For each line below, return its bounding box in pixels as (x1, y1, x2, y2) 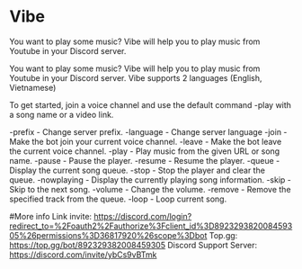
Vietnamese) (9, 82, 57, 93)
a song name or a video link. (9, 109, 114, 120)
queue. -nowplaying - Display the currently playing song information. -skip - (9, 174, 292, 185)
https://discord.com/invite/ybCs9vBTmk (9, 249, 157, 260)
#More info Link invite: (9, 211, 93, 221)
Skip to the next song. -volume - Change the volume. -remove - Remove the (9, 184, 291, 194)
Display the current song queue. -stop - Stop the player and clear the (9, 165, 265, 175)
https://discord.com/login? (93, 211, 192, 221)
